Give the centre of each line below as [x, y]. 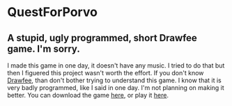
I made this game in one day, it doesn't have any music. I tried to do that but [116, 66]
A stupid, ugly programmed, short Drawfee [102, 38]
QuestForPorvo [52, 12]
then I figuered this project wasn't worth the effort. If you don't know [106, 73]
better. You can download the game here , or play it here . [88, 95]
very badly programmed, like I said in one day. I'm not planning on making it [116, 88]
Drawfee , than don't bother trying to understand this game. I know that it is [114, 80]
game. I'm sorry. [44, 48]
